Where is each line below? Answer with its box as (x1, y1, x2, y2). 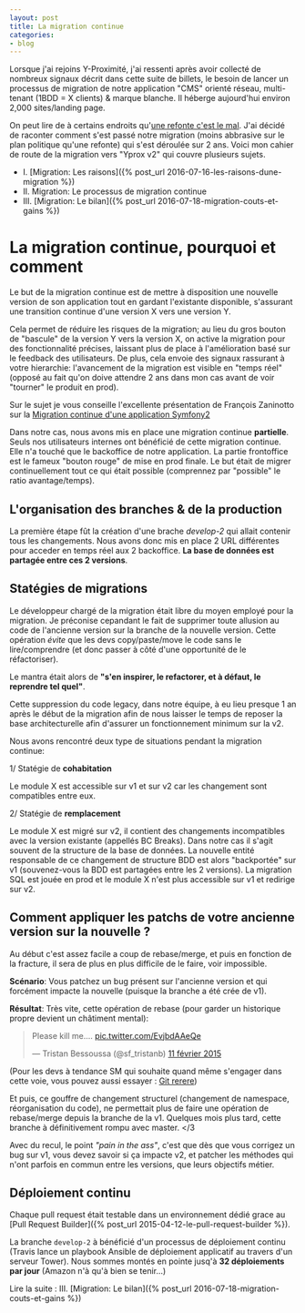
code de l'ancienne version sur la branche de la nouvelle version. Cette (9, 625, 276, 636)
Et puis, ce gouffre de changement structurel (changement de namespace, (9, 1093, 290, 1104)
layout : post (9, 13, 59, 23)
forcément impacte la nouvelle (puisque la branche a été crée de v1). (9, 985, 267, 996)
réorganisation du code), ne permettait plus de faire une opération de (9, 1103, 269, 1114)
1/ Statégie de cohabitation (9, 762, 112, 774)
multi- (263, 83, 287, 94)
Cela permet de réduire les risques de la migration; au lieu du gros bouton (9, 324, 287, 335)
